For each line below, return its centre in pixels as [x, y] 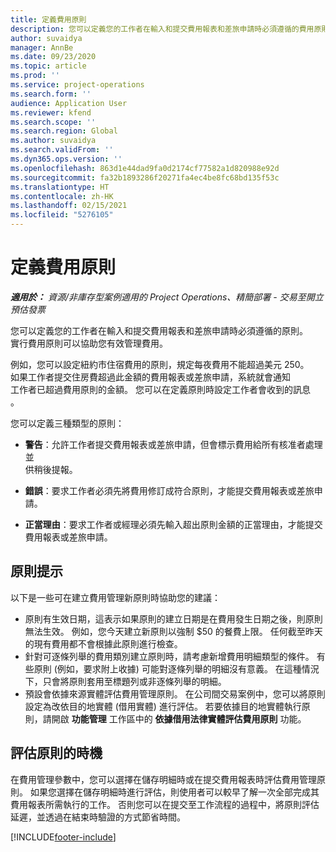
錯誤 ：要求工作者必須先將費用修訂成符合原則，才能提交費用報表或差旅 [169, 490]
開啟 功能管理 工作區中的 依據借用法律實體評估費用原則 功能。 [179, 718]
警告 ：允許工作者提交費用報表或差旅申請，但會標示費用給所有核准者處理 [173, 444]
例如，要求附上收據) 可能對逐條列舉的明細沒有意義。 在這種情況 [188, 668]
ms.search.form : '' [51, 94]
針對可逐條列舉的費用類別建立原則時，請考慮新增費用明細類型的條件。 [169, 656]
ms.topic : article [48, 66]
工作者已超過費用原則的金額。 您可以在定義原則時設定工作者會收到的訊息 [160, 389]
